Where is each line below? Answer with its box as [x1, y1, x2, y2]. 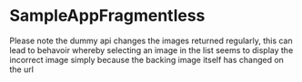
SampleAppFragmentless [9, 5, 206, 26]
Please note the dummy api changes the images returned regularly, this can [9, 35, 293, 46]
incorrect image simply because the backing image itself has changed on [9, 54, 285, 65]
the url [9, 64, 35, 75]
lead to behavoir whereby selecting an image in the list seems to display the [9, 44, 294, 55]
